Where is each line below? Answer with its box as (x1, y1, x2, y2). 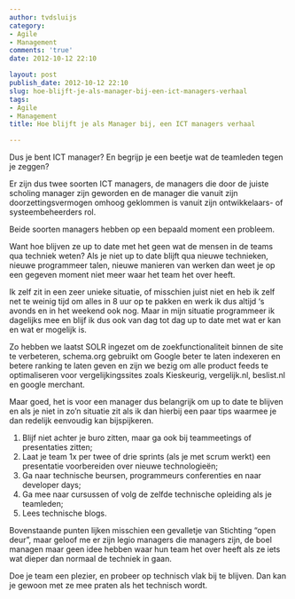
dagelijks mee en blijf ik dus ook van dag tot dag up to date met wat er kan (9, 315, 282, 326)
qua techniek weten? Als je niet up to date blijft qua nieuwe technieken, (9, 250, 268, 262)
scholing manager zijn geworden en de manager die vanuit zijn (9, 188, 238, 199)
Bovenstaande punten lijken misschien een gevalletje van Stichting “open (9, 525, 276, 536)
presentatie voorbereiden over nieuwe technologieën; (21, 461, 219, 471)
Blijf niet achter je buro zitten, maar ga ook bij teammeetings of (21, 432, 252, 444)
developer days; (21, 480, 82, 491)
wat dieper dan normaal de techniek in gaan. (9, 554, 173, 564)
